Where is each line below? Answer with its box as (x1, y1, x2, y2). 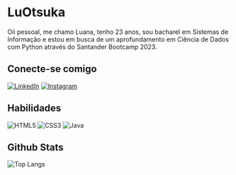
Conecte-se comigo (7, 63, 97, 75)
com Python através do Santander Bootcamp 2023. (7, 42, 157, 51)
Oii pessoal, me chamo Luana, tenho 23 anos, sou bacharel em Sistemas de (7, 28, 229, 36)
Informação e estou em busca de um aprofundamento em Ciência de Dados (7, 35, 229, 43)
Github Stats (7, 141, 64, 153)
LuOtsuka (7, 4, 66, 20)
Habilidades (7, 102, 62, 114)
